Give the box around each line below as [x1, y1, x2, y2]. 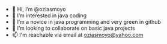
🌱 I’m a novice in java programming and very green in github [11, 18, 161, 25]
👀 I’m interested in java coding [11, 12, 87, 19]
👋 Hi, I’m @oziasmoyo [11, 6, 66, 12]
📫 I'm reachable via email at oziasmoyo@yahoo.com [11, 32, 144, 38]
